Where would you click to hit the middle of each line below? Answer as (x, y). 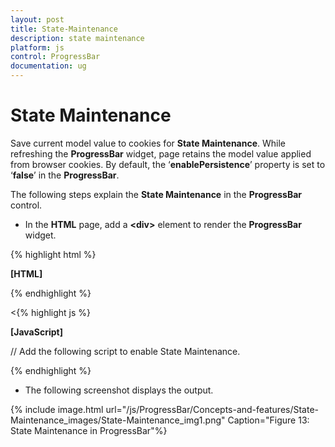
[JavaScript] (36, 332)
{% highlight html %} (53, 254)
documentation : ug (48, 66)
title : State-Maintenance (64, 29)
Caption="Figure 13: (268, 420)
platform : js (37, 47)
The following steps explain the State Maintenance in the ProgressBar (156, 194)
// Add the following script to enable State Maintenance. (125, 351)
